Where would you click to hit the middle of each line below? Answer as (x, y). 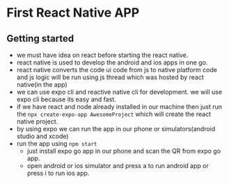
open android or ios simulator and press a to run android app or (118, 166)
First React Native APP (73, 13)
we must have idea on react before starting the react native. (102, 55)
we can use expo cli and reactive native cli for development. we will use (119, 92)
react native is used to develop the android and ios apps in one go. (112, 62)
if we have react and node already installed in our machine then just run (119, 107)
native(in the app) (42, 84)
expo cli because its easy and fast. (66, 99)
